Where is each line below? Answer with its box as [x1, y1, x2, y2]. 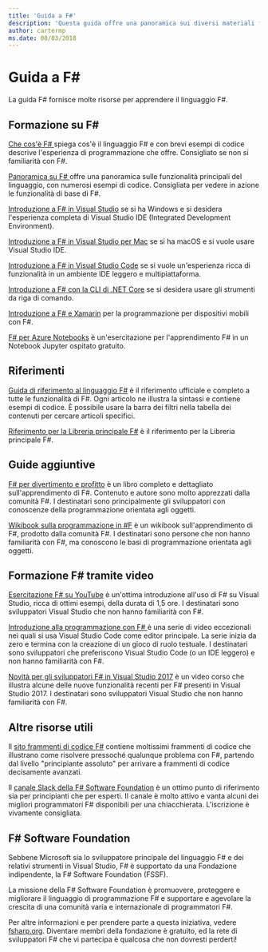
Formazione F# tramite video [8, 569, 154, 583]
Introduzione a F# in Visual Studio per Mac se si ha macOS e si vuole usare [8, 237, 255, 246]
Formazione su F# [8, 118, 100, 132]
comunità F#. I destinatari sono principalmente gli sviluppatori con [8, 496, 226, 506]
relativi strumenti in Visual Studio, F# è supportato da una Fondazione [8, 861, 238, 871]
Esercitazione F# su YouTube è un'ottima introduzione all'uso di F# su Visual [8, 590, 259, 599]
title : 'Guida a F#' [8, 11, 77, 20]
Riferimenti [8, 364, 65, 378]
